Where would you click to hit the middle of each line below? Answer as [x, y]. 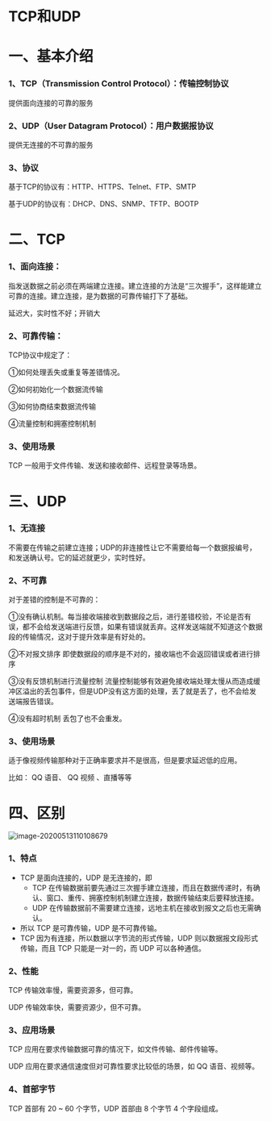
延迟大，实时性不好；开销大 [54, 313]
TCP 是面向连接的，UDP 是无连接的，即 [86, 877]
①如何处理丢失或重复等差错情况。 [67, 373]
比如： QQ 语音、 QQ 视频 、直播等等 [70, 777]
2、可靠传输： [36, 335]
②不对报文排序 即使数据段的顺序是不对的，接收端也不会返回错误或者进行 [131, 654]
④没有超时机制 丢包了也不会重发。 [67, 719]
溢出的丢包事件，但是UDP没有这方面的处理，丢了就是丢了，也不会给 [136, 691]
